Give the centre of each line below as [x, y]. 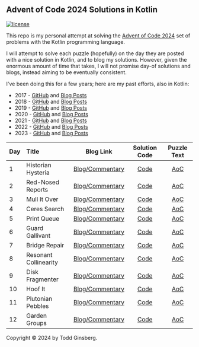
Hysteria [38, 173]
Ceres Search [45, 209]
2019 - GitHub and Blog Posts [51, 108]
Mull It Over [42, 199]
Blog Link [99, 151]
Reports [37, 189]
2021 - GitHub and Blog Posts [51, 120]
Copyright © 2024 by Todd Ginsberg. [52, 338]
